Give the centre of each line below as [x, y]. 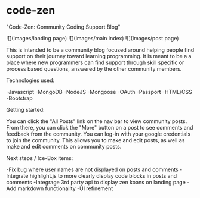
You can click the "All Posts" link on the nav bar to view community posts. [97, 121]
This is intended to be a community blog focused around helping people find [100, 50]
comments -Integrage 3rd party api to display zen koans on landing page [96, 182]
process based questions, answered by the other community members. [94, 68]
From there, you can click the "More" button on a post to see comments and [100, 127]
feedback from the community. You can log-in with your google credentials [99, 134]
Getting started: [25, 109]
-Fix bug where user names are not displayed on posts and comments [92, 169]
